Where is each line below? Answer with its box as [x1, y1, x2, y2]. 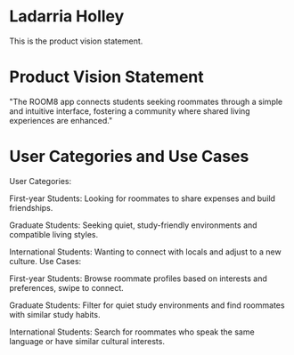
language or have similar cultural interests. [9, 335, 165, 346]
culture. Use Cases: [9, 255, 82, 266]
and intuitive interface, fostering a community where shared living [9, 105, 251, 117]
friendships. [9, 202, 53, 213]
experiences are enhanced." [9, 115, 113, 125]
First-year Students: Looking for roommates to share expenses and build [9, 193, 276, 204]
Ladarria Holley [9, 6, 125, 27]
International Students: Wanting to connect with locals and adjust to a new [9, 246, 282, 257]
